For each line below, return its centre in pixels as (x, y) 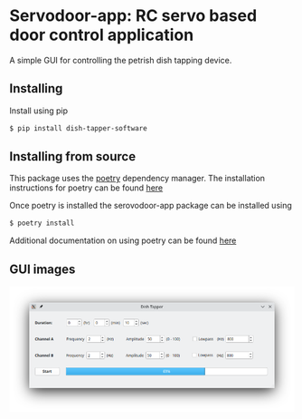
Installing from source (73, 156)
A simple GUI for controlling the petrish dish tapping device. (121, 60)
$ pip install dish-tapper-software (78, 128)
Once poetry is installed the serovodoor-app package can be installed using (151, 206)
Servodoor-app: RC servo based (133, 16)
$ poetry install (42, 223)
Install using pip (39, 111)
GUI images (42, 269)
